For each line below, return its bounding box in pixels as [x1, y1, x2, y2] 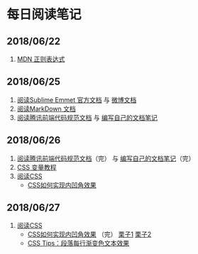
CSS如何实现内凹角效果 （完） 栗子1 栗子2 [27, 230, 152, 238]
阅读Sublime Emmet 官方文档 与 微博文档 [16, 95, 137, 104]
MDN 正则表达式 [16, 55, 65, 63]
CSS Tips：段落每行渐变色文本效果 [27, 239, 130, 248]
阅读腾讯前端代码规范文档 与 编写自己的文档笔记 [16, 113, 158, 121]
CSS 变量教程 [16, 162, 57, 171]
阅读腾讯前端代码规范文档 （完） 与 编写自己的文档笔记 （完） [16, 154, 195, 162]
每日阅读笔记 [6, 6, 82, 23]
